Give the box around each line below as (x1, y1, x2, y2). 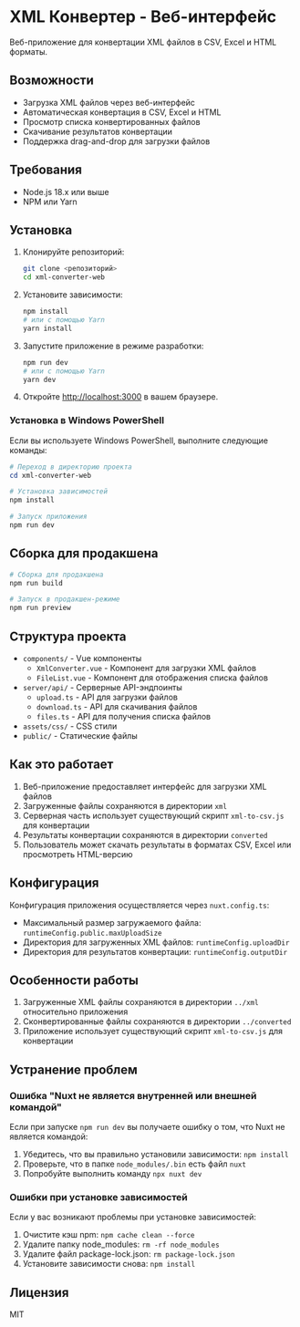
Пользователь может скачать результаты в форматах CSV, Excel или (22, 839, 292, 850)
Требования (9, 162, 82, 178)
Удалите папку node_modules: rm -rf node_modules (22, 1239, 221, 1250)
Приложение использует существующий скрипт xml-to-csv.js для (22, 1026, 284, 1037)
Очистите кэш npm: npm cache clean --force (22, 1229, 195, 1240)
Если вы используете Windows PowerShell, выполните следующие (9, 435, 269, 446)
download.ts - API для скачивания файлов (36, 701, 198, 712)
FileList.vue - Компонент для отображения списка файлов (36, 672, 269, 683)
